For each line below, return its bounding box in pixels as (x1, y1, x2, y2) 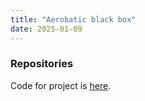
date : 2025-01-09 (10, 24, 83, 34)
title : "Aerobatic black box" (10, 14, 137, 25)
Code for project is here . (10, 79, 112, 91)
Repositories (10, 57, 74, 71)
